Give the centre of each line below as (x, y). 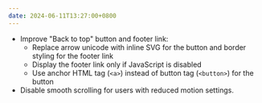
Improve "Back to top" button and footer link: (94, 39)
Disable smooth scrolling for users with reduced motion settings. (127, 90)
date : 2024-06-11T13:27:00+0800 (62, 16)
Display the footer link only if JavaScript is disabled (117, 64)
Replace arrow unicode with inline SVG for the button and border (139, 47)
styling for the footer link (73, 56)
